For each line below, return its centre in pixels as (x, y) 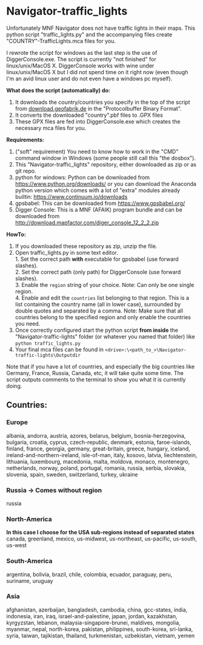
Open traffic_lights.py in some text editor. (66, 252)
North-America (29, 519)
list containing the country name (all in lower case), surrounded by (98, 304)
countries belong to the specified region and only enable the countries (103, 317)
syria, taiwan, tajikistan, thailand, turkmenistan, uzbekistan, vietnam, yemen (101, 635)
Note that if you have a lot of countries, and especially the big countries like (101, 367)
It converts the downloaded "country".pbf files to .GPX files (89, 115)
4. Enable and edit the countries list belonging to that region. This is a (102, 298)
